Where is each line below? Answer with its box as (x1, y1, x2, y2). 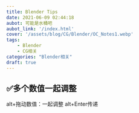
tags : (6, 37, 20, 43)
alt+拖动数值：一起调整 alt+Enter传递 (6, 100, 99, 108)
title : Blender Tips (6, 8, 59, 15)
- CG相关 (17, 48, 37, 54)
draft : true (6, 59, 36, 65)
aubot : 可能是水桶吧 (6, 20, 53, 26)
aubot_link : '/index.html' (6, 25, 74, 32)
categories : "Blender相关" (6, 54, 73, 60)
